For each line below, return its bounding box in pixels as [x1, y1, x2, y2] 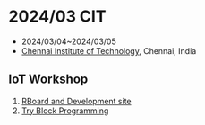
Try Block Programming [21, 105, 109, 116]
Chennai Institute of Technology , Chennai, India [21, 45, 197, 56]
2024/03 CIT [8, 6, 107, 27]
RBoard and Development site [21, 95, 132, 106]
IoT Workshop [8, 72, 89, 87]
